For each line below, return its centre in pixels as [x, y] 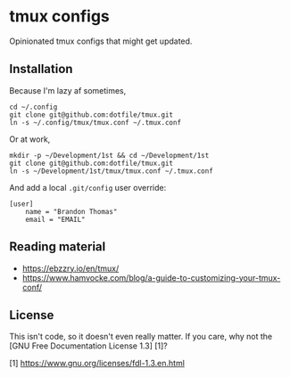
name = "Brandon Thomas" [71, 211]
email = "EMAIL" [56, 219]
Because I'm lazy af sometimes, [68, 90]
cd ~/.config [33, 107]
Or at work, [30, 139]
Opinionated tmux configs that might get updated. [101, 41]
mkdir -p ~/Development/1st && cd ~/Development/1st [109, 155]
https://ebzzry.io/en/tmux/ [70, 268]
